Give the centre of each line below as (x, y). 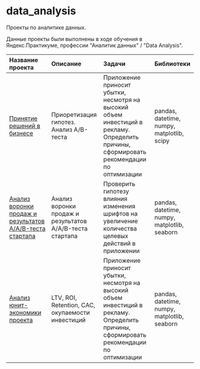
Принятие (23, 118)
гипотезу (116, 191)
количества (120, 229)
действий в (119, 243)
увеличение (121, 221)
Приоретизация (74, 114)
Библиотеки (172, 64)
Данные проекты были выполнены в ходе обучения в (74, 39)
